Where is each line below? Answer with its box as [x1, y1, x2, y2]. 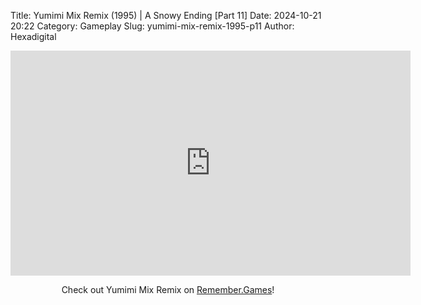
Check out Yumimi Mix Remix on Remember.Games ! [61, 284, 275, 295]
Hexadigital [10, 31, 57, 42]
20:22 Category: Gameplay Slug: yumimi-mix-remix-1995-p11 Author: [10, 20, 295, 32]
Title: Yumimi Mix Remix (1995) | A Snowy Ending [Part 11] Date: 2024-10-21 [10, 10, 322, 21]
